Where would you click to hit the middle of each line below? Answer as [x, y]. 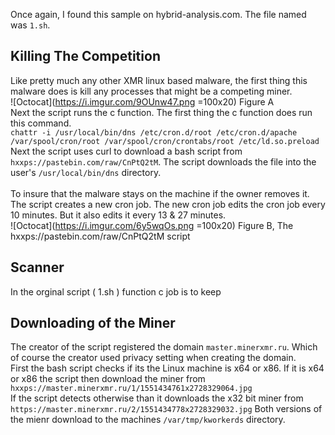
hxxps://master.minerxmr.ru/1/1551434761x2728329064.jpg [131, 389]
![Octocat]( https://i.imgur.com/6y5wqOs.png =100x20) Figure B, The [152, 225]
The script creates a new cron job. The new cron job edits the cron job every [168, 204]
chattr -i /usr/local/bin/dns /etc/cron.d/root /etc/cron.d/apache [154, 132]
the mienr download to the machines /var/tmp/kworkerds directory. [148, 420]
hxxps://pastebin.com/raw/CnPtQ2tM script [100, 236]
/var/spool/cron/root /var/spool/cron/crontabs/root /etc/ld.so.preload [165, 141]
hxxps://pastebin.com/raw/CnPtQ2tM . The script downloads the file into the [163, 161]
